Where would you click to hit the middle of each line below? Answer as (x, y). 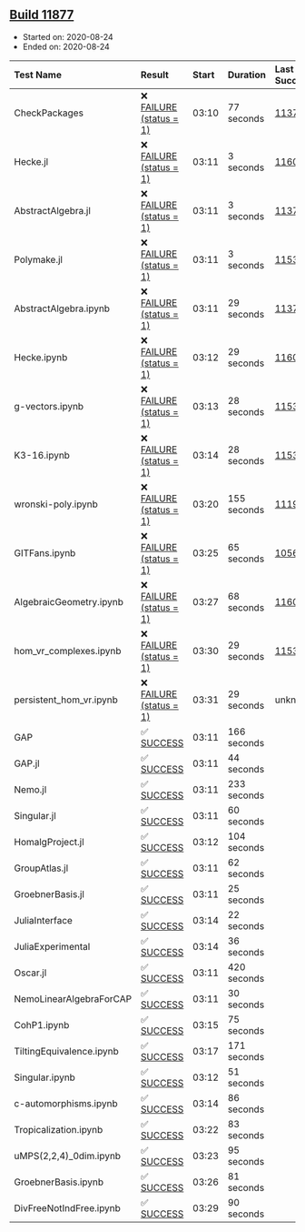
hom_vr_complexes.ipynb (68, 651)
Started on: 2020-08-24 (68, 36)
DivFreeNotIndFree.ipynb (67, 1207)
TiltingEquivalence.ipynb (67, 1051)
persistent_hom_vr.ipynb (66, 700)
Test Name (38, 75)
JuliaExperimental (52, 946)
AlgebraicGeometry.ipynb (69, 601)
